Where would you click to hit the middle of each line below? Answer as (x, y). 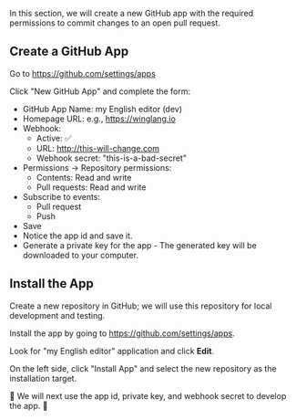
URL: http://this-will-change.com (98, 148)
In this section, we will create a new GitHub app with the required (132, 13)
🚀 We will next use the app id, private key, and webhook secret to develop (148, 395)
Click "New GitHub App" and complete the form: (100, 91)
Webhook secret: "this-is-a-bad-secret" (111, 158)
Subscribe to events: (61, 196)
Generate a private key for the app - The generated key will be (139, 245)
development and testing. (57, 315)
